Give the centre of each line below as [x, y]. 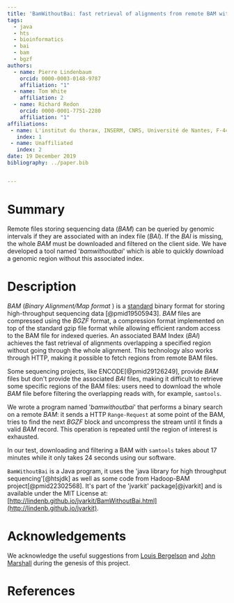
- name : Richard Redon [46, 105]
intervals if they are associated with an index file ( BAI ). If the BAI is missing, [115, 236]
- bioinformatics [39, 40]
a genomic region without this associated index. [76, 258]
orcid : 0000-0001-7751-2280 [60, 111]
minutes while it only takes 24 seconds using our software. [92, 457]
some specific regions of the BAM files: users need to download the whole [114, 386]
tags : [15, 20]
